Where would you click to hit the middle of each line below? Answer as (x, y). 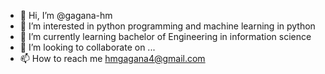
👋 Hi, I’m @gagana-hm (66, 15)
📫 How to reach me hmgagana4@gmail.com (112, 58)
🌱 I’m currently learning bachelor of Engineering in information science (165, 36)
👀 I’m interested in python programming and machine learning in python (167, 26)
